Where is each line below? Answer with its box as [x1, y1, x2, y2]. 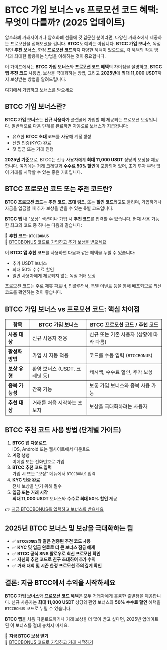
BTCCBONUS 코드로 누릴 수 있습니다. [5, 605, 72, 611]
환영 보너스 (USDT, [32, 365, 75, 372]
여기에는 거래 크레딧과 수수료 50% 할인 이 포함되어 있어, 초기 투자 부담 [19, 163, 155, 169]
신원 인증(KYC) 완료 [12, 140, 51, 146]
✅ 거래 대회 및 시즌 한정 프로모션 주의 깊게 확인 [12, 563, 102, 568]
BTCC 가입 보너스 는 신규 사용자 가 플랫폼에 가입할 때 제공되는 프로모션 [5, 116, 140, 122]
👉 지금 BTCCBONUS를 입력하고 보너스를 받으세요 [5, 506, 104, 512]
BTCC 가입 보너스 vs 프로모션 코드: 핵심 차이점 [5, 305, 140, 313]
